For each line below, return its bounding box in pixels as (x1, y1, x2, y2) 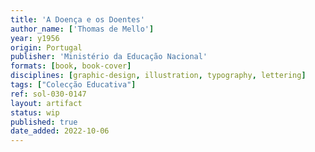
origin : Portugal (10, 42, 83, 53)
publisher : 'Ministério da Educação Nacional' (10, 52, 208, 62)
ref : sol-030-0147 (10, 89, 87, 99)
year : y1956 (10, 33, 60, 43)
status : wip (10, 107, 60, 118)
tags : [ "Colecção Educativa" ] (10, 80, 137, 90)
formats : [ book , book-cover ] (10, 61, 132, 71)
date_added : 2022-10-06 (10, 126, 110, 136)
